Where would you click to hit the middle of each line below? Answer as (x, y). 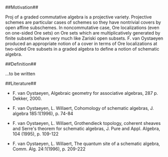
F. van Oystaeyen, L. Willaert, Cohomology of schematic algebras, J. (83, 108)
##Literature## (21, 83)
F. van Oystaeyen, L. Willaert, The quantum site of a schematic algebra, (86, 143)
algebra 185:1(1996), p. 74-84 (43, 113)
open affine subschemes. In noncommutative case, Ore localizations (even (82, 28)
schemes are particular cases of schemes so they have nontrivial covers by (83, 22)
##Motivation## (22, 7)
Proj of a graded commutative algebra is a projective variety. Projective (78, 17)
